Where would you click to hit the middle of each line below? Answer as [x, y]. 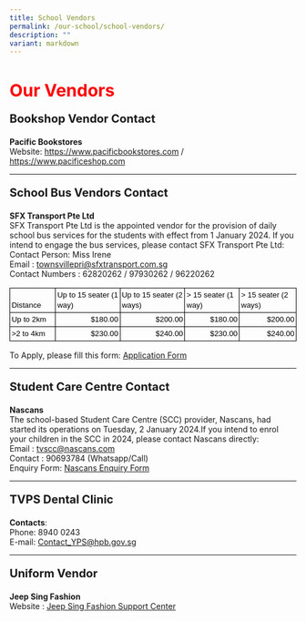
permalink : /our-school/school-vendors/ [87, 26]
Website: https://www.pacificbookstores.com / [97, 152]
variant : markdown [44, 43]
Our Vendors [62, 90]
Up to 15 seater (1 [87, 295]
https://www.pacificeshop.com [67, 161]
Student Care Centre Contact [90, 387]
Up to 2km [29, 320]
